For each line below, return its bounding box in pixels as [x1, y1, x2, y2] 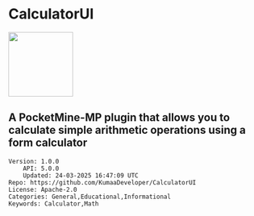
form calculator [8, 136, 88, 150]
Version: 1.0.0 [8, 157, 60, 165]
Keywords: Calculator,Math [8, 199, 99, 208]
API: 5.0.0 [23, 164, 60, 172]
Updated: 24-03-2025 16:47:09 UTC [23, 171, 139, 180]
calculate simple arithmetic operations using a [8, 123, 246, 137]
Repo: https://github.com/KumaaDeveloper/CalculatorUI [8, 178, 197, 186]
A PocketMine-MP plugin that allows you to [8, 110, 231, 125]
